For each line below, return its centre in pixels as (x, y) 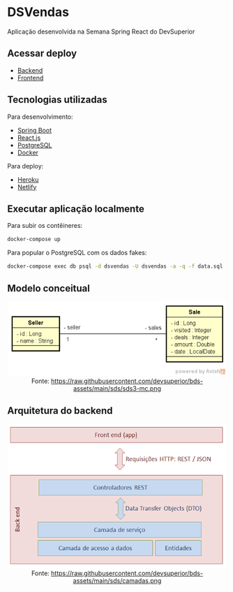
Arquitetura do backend (60, 411)
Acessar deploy (42, 53)
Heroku (28, 180)
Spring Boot (35, 130)
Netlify (27, 187)
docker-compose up (34, 239)
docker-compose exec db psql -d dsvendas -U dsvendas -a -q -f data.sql (115, 266)
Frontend (30, 78)
